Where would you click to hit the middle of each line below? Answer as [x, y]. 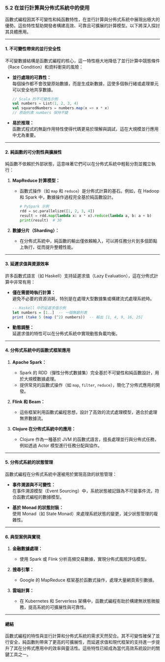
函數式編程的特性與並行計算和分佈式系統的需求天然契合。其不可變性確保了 [80, 636]
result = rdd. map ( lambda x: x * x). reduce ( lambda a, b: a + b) [86, 216]
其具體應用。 [18, 32]
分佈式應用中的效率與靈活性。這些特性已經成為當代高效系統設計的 [89, 648]
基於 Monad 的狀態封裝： [38, 507]
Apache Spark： [29, 362]
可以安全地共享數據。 [34, 89]
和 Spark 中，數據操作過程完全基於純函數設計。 [68, 197]
